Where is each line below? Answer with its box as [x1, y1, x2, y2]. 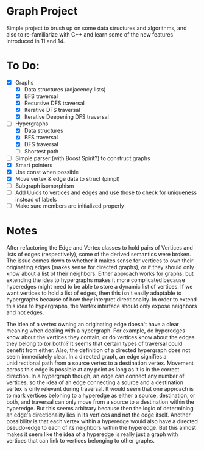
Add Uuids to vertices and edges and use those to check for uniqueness [15, 189, 197, 196]
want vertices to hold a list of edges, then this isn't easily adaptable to [6, 289, 182, 297]
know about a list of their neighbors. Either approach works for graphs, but [6, 270, 194, 277]
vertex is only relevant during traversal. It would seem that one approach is [6, 385, 194, 392]
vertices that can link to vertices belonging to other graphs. [6, 437, 155, 444]
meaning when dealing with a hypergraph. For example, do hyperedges [6, 327, 186, 334]
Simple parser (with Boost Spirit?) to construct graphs [15, 154, 150, 162]
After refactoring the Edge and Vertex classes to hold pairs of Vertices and [6, 244, 194, 251]
